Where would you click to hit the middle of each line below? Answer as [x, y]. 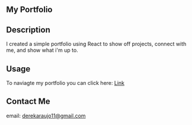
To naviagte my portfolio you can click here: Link [65, 83]
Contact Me [28, 102]
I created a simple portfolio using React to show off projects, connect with [96, 44]
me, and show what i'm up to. [42, 50]
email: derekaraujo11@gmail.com [46, 116]
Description [28, 30]
